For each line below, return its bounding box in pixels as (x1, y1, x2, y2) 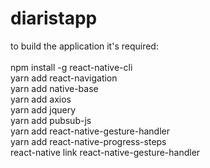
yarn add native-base (10, 82, 99, 94)
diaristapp (10, 7, 98, 30)
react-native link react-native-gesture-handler (10, 146, 201, 158)
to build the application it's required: (10, 40, 159, 52)
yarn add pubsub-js (10, 114, 92, 126)
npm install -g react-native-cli (10, 61, 133, 73)
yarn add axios (10, 93, 72, 105)
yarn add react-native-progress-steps (10, 135, 167, 147)
